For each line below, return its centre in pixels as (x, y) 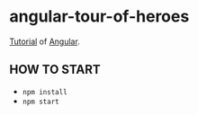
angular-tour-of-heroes (99, 17)
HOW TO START (55, 70)
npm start (41, 102)
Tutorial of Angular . (45, 41)
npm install (45, 92)
